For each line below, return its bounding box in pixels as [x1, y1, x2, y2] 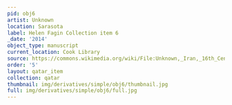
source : [7, 55, 30, 62]
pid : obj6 [7, 10, 36, 17]
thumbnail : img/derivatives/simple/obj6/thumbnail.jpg [7, 81, 168, 88]
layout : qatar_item [7, 68, 64, 75]
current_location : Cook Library [7, 49, 100, 56]
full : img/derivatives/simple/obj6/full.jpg [7, 87, 137, 94]
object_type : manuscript [7, 42, 79, 49]
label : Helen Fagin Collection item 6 [7, 29, 119, 37]
